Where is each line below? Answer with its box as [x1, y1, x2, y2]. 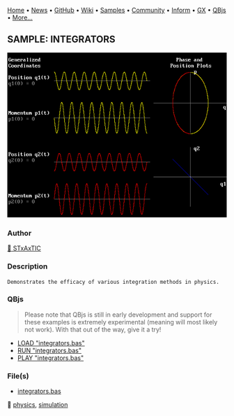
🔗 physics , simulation [7, 401, 68, 409]
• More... [7, 13, 33, 22]
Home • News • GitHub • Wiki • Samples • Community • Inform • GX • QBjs [7, 6, 226, 14]
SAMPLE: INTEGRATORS [7, 34, 116, 45]
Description [7, 261, 48, 271]
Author [7, 228, 32, 238]
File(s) [7, 371, 29, 380]
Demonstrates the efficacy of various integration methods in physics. [7, 278, 219, 285]
